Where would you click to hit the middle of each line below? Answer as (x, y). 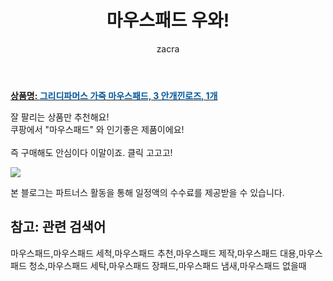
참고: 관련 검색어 (58, 227)
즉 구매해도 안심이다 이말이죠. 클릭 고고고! (91, 152)
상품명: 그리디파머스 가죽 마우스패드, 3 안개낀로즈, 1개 (114, 95)
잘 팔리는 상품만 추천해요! (60, 117)
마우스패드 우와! (168, 20)
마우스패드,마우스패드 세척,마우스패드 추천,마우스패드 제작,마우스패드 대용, (154, 253)
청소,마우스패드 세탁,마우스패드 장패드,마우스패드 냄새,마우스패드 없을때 (167, 265)
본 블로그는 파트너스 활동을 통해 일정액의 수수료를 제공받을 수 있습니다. (147, 192)
